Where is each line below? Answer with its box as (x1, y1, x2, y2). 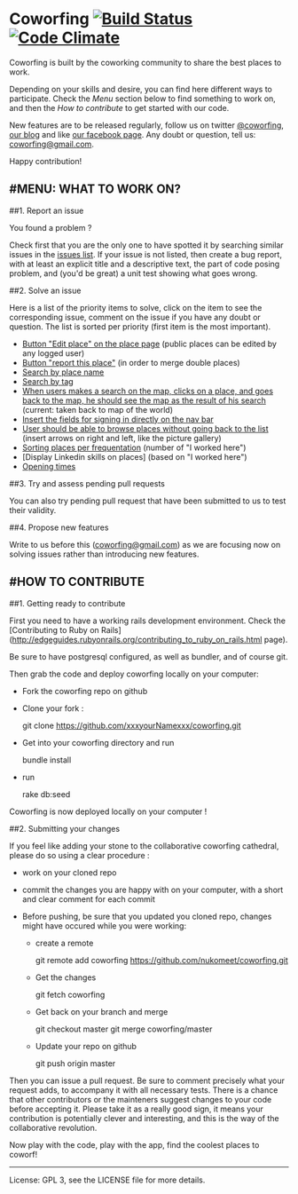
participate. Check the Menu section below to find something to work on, (9, 93, 277, 104)
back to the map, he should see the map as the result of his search (21, 395, 266, 406)
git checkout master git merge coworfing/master (35, 1024, 213, 1034)
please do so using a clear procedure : (9, 850, 150, 860)
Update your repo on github (35, 1040, 137, 1051)
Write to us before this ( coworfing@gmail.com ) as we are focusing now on (9, 539, 281, 550)
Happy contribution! (9, 155, 82, 166)
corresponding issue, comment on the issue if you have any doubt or (9, 312, 262, 322)
